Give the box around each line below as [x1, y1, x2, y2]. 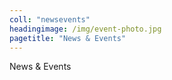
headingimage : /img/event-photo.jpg [9, 24, 162, 34]
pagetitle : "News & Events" [9, 33, 127, 43]
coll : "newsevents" [9, 14, 91, 25]
